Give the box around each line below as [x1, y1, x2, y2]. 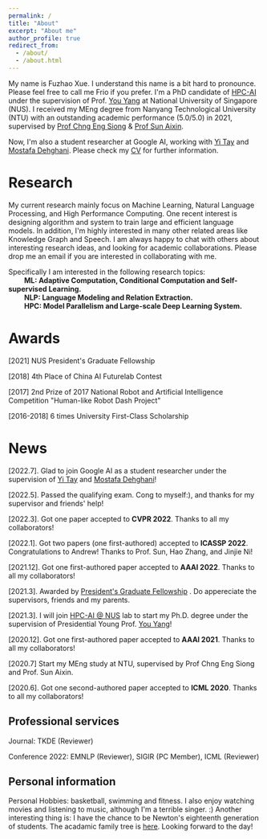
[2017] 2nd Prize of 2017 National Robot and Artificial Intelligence [8, 387, 224, 396]
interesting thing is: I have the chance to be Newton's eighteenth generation [8, 813, 259, 823]
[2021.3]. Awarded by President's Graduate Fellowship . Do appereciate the [8, 586, 257, 595]
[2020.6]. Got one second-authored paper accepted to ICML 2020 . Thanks [8, 682, 257, 692]
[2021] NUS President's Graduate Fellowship [8, 355, 156, 366]
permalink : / [8, 11, 52, 20]
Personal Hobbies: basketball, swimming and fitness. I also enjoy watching [8, 796, 255, 806]
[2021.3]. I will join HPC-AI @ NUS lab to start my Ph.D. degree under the [8, 610, 249, 620]
